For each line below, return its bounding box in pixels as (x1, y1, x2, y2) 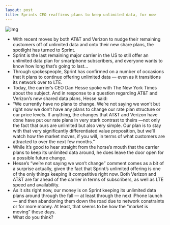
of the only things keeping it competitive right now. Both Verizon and (12, 171, 157, 177)
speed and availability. (12, 181, 60, 188)
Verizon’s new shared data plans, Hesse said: (12, 95, 108, 102)
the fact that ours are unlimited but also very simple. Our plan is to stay (12, 122, 161, 128)
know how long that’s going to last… (12, 63, 89, 69)
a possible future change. (12, 154, 67, 160)
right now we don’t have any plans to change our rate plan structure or (12, 106, 161, 112)
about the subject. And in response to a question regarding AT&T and (12, 90, 158, 96)
